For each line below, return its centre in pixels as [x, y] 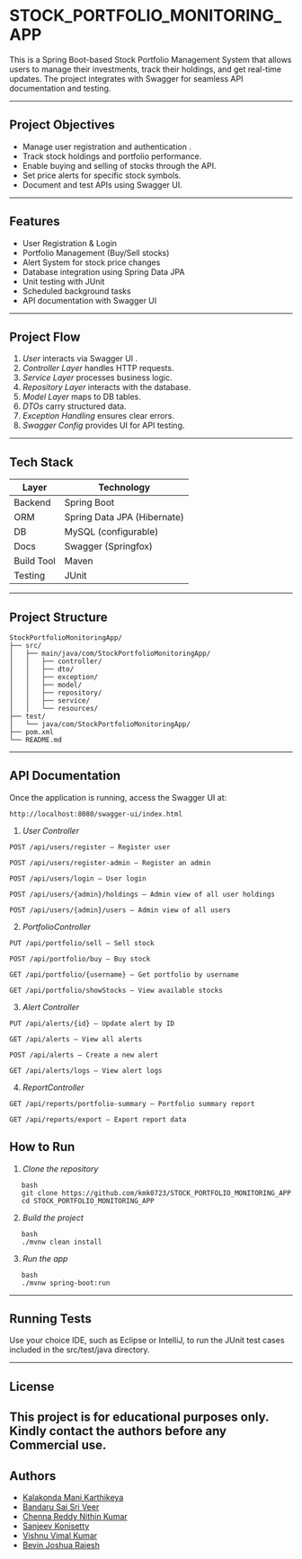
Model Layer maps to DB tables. [82, 397]
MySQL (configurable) [111, 532]
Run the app [45, 1258]
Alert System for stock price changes [91, 262]
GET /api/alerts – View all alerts [76, 1039]
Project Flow [45, 337]
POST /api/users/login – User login [78, 878]
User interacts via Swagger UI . [80, 359]
